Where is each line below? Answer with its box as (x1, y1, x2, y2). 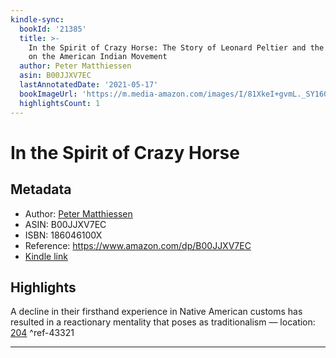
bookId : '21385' (19, 24, 87, 34)
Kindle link (24, 250, 68, 262)
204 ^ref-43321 (10, 327, 75, 339)
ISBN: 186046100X (24, 229, 103, 241)
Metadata (10, 181, 72, 198)
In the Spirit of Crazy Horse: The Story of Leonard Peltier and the (28, 42, 325, 53)
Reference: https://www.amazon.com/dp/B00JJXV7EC (24, 239, 252, 251)
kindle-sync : (10, 14, 65, 25)
